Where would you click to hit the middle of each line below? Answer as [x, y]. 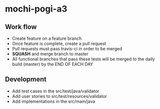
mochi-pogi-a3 [36, 9]
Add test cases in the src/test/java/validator [56, 91]
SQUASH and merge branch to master [50, 54]
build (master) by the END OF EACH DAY [53, 64]
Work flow [21, 27]
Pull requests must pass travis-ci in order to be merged [67, 49]
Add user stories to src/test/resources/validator [59, 96]
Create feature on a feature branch [47, 38]
